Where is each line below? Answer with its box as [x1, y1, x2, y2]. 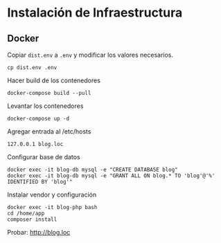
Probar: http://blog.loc [7, 228, 71, 236]
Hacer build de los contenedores [7, 76, 100, 84]
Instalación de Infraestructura [7, 5, 183, 21]
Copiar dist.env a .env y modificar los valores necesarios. [7, 51, 174, 59]
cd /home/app [7, 210, 45, 217]
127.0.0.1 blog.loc [7, 141, 64, 147]
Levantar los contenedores [7, 102, 84, 110]
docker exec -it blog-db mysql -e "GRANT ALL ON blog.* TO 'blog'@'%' [7, 172, 215, 179]
